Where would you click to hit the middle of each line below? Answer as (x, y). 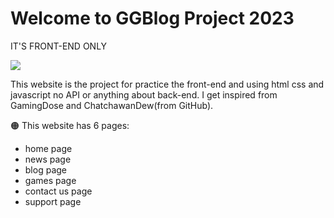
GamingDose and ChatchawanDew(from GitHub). (112, 105)
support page (53, 201)
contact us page (58, 191)
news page (48, 159)
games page (50, 180)
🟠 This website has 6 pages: (70, 125)
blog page (45, 169)
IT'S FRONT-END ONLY (59, 46)
